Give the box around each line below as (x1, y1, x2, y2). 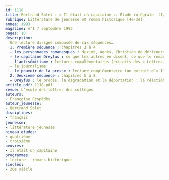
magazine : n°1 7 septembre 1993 (5, 26, 73, 31)
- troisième (5, 139, 30, 144)
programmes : (5, 153, 30, 158)
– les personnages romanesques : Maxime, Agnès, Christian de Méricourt (10, 49, 165, 54)
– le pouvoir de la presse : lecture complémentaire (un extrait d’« (10, 69, 158, 74)
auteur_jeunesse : (5, 101, 42, 106)
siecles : (5, 162, 24, 167)
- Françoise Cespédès (5, 96, 51, 101)
